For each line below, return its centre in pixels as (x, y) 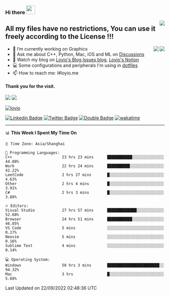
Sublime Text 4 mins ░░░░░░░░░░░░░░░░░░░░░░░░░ (85, 245)
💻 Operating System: (28, 260)
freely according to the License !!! (59, 37)
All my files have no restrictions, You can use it (80, 29)
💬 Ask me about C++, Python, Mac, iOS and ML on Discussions (78, 54)
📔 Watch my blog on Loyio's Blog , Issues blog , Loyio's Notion (76, 59)
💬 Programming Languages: (32, 153)
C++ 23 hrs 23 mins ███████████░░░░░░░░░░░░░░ (85, 157)
